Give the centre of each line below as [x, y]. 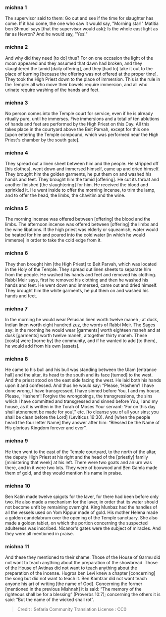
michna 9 [17, 441]
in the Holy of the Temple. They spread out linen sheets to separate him [78, 269]
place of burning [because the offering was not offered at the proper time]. [82, 74]
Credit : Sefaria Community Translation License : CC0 [72, 610]
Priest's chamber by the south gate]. [42, 140]
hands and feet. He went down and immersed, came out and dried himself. [81, 285]
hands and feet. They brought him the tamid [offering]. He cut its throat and [82, 180]
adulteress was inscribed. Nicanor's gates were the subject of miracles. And [83, 528]
